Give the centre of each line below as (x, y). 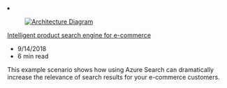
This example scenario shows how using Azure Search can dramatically (111, 69)
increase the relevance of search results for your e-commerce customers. (113, 77)
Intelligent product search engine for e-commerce (79, 35)
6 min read (33, 56)
